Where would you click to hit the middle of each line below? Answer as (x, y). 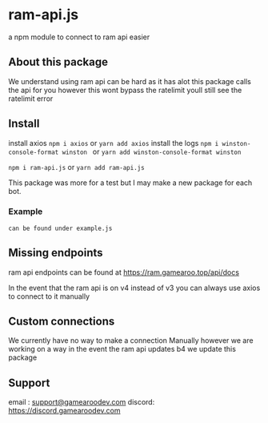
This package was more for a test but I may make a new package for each (130, 183)
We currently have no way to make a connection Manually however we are (131, 340)
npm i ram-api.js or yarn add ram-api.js (77, 167)
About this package (58, 62)
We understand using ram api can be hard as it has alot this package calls (130, 81)
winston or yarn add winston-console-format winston (152, 151)
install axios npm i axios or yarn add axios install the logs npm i (114, 143)
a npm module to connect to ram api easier (79, 37)
